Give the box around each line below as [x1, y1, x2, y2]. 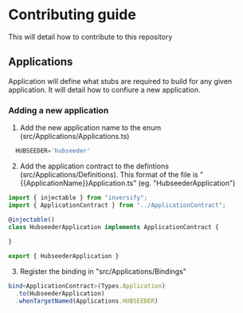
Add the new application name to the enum [19, 123, 162, 133]
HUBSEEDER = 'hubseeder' [15, 147, 91, 155]
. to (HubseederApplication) [15, 289, 105, 297]
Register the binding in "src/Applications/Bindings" [19, 267, 187, 276]
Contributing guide [8, 6, 137, 24]
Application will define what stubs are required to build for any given [8, 76, 233, 85]
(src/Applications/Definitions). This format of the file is [19, 169, 198, 179]
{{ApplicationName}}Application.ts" [19, 178, 137, 188]
